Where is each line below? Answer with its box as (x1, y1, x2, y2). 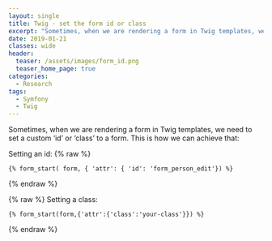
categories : (8, 72, 49, 80)
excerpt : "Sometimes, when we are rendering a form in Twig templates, (8, 27, 255, 35)
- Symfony (15, 95, 49, 103)
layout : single (8, 11, 60, 20)
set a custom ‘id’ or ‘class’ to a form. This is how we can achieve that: (8, 133, 240, 143)
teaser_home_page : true (15, 65, 96, 73)
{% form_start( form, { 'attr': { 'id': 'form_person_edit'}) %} (8, 165, 233, 173)
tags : (8, 87, 27, 96)
